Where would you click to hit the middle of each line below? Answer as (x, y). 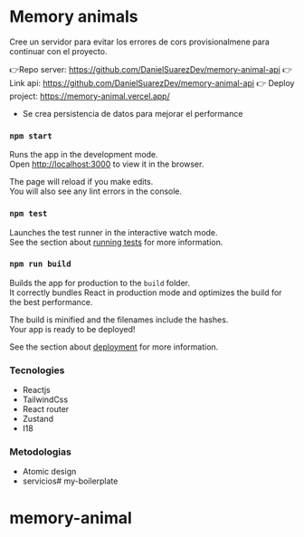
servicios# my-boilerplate (70, 481)
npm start (31, 136)
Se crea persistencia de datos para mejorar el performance (133, 113)
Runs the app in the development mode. (84, 155)
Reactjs (37, 390)
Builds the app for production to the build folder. (100, 283)
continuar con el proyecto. (58, 51)
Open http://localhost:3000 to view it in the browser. (107, 164)
